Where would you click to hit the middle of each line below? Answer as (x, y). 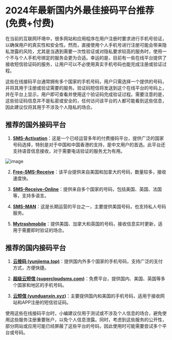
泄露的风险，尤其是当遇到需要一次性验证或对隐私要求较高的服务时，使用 (86, 51)
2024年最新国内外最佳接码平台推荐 (80, 11)
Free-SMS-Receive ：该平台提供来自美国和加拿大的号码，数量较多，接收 (89, 172)
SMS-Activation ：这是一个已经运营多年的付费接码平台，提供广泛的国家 (88, 138)
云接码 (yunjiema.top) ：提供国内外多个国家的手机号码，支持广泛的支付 (88, 261)
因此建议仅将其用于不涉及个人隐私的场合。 (50, 107)
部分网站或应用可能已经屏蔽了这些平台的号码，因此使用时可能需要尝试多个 (84, 326)
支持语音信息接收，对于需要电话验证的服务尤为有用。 (69, 151)
